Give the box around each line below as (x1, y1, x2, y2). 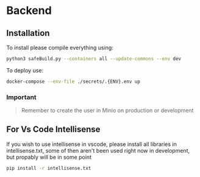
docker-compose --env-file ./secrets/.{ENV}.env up (6, 78, 140, 85)
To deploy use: (6, 66, 44, 74)
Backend (6, 4, 52, 18)
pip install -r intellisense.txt (6, 165, 91, 171)
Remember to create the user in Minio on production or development (21, 107, 194, 114)
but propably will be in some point (6, 153, 91, 161)
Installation (6, 28, 50, 38)
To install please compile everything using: (6, 44, 114, 51)
